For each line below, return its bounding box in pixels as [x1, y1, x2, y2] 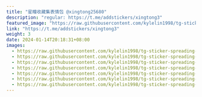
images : [6, 43, 26, 49]
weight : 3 [6, 31, 31, 37]
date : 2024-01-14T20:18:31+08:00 [6, 37, 90, 43]
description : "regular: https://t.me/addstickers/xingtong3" [6, 14, 163, 20]
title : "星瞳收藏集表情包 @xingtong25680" [6, 8, 107, 15]
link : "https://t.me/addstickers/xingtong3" [6, 25, 120, 32]
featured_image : [6, 20, 47, 26]
